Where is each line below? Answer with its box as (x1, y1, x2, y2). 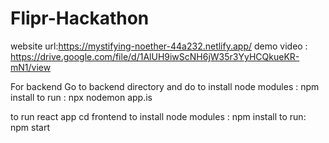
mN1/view (10, 61, 52, 73)
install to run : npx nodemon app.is (10, 91, 153, 103)
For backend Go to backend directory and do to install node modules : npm (10, 80, 320, 92)
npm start (10, 121, 51, 133)
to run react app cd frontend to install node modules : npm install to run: (10, 110, 307, 122)
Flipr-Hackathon (10, 7, 150, 30)
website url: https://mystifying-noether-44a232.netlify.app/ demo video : (10, 40, 308, 52)
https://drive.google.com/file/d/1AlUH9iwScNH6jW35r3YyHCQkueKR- (10, 50, 300, 62)
